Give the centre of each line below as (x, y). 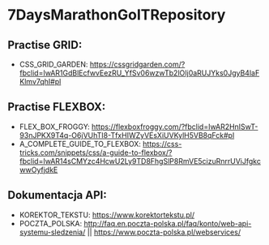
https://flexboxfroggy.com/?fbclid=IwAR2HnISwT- (175, 127)
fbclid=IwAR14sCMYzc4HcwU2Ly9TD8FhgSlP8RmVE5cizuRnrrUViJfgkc (140, 161)
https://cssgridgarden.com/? (137, 64)
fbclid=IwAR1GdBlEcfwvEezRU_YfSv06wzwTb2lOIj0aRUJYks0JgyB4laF (139, 73)
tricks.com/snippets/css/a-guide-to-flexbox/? (96, 153)
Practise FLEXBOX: (57, 107)
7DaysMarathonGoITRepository (117, 15)
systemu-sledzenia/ (52, 232)
